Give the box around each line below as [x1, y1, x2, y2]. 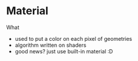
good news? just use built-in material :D [14, 47, 113, 54]
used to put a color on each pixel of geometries [14, 35, 133, 42]
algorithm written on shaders [14, 41, 87, 49]
